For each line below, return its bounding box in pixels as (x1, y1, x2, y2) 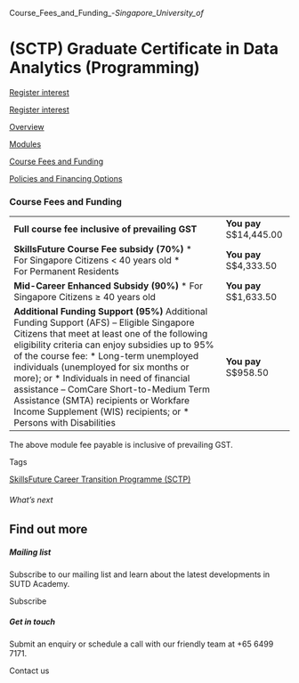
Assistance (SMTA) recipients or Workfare (13, 394, 190, 407)
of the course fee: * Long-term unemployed (13, 350, 199, 362)
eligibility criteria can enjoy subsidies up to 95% (13, 338, 214, 351)
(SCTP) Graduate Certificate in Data (9, 39, 279, 59)
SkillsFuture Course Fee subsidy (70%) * (13, 243, 193, 256)
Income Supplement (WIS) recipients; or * (13, 405, 190, 418)
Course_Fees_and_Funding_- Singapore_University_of (9, 8, 205, 18)
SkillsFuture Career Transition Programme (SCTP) (9, 474, 191, 484)
